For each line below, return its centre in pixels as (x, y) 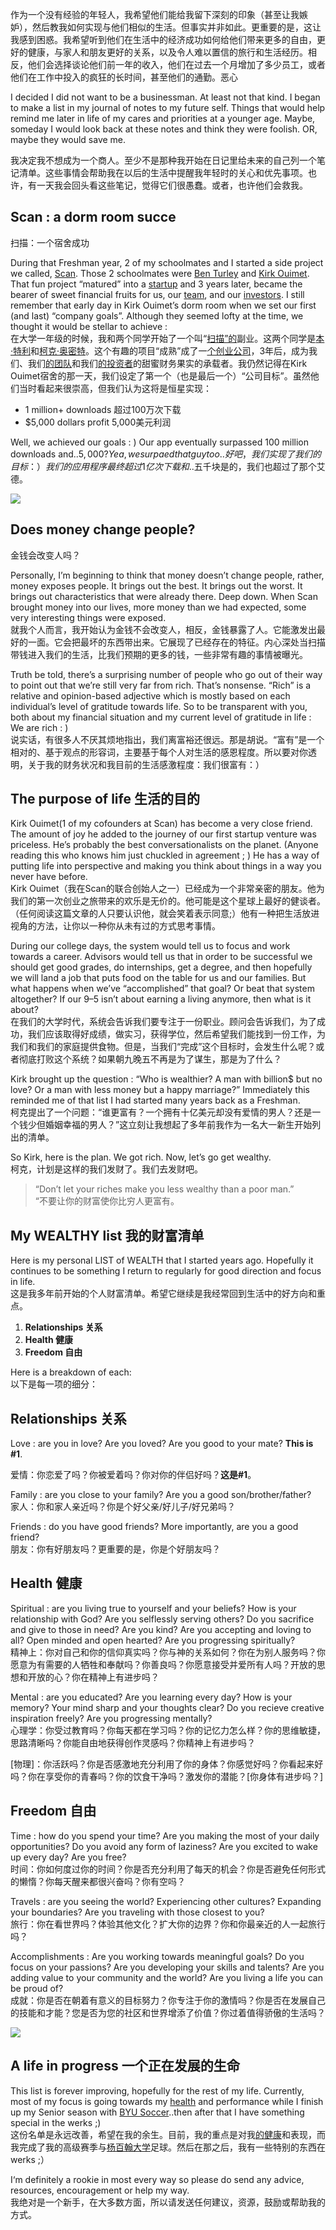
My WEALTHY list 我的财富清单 (107, 1235)
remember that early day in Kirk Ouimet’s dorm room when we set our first (163, 305)
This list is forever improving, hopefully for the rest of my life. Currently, (157, 2090)
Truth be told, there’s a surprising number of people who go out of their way (166, 674)
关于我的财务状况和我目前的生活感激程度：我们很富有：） (146, 764)
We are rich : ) (39, 727)
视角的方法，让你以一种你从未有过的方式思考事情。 (115, 926)
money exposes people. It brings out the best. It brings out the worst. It (156, 585)
